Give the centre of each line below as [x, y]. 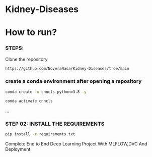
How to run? [31, 33]
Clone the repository [26, 59]
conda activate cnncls [29, 101]
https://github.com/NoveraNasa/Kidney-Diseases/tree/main [67, 68]
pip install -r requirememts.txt [40, 134]
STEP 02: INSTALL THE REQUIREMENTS [55, 124]
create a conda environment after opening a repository [73, 81]
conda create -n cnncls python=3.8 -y [46, 92]
